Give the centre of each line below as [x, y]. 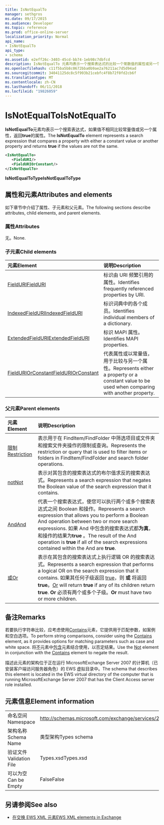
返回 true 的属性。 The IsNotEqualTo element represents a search [78, 136]
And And [17, 524]
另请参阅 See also [31, 805]
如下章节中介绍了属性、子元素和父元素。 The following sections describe [78, 207]
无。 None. [15, 238]
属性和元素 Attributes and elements [59, 195]
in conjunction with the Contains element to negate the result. [67, 653]
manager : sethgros [24, 14]
